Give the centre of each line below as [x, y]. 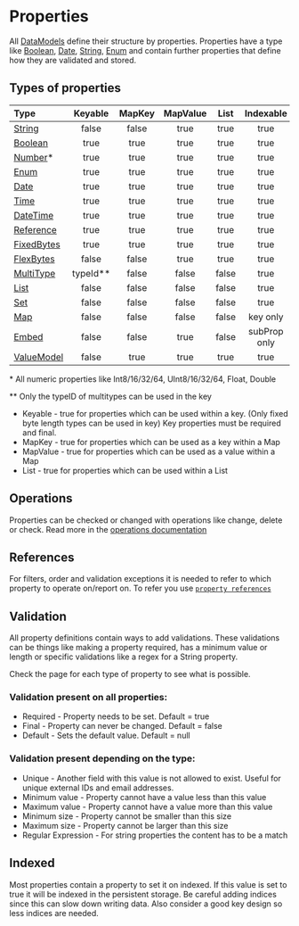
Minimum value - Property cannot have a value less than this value [144, 797]
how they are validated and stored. [73, 60]
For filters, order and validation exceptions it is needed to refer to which [140, 579]
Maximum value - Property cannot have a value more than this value [147, 806]
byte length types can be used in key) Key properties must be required [152, 423]
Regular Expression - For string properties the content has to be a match [155, 835]
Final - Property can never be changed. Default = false [122, 726]
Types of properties [65, 88]
